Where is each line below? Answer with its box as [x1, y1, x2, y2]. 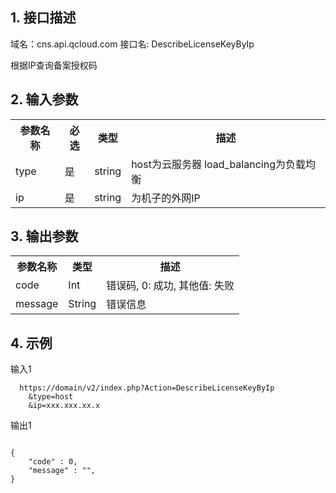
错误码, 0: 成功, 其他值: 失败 [106, 279, 235, 293]
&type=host [28, 392, 74, 402]
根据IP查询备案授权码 [10, 59, 98, 71]
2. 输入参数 [10, 91, 79, 108]
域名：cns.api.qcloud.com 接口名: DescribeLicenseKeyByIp [10, 38, 255, 50]
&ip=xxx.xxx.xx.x [28, 401, 101, 411]
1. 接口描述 [10, 9, 77, 27]
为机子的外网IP [131, 191, 201, 205]
